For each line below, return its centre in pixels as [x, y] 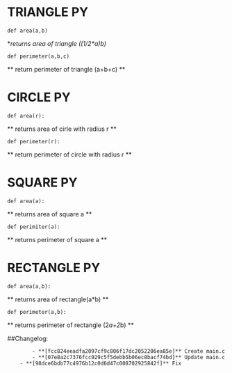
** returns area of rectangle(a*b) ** [58, 299]
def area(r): [26, 116]
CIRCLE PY [39, 97]
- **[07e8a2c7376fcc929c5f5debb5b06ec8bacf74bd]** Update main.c [129, 357]
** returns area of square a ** [50, 214]
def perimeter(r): [34, 141]
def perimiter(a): [34, 227]
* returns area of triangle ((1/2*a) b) [57, 43]
